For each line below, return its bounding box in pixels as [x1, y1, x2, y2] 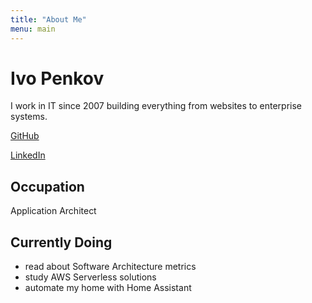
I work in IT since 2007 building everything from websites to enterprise [10, 100, 303, 112]
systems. [10, 111, 48, 123]
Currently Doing [10, 234, 113, 251]
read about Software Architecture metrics [24, 261, 197, 273]
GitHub [10, 130, 40, 142]
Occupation [10, 178, 85, 195]
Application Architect [10, 205, 97, 217]
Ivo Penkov [10, 67, 105, 90]
